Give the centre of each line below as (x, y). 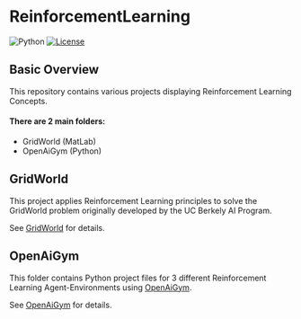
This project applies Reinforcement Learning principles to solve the (133, 200)
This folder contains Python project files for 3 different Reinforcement (138, 278)
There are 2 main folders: (58, 121)
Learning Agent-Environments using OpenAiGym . (101, 287)
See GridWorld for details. (57, 227)
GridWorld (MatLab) (59, 141)
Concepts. (28, 101)
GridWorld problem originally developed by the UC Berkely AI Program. (141, 210)
